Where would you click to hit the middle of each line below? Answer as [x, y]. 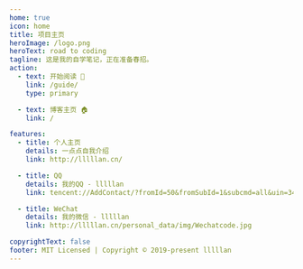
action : [24, 69]
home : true [30, 18]
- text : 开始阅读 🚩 [51, 77]
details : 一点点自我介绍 [68, 151]
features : [28, 134]
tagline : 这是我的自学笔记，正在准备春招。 [81, 60]
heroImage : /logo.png [50, 43]
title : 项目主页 [37, 34]
